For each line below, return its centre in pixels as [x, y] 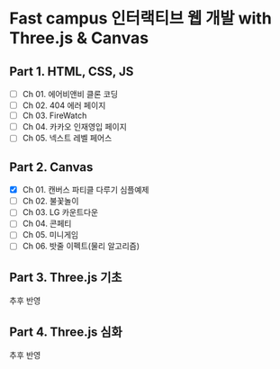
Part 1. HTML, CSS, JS [72, 72]
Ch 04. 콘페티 [47, 224]
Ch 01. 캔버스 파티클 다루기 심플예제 [86, 190]
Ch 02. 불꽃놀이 [50, 201]
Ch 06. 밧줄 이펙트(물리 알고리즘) [81, 246]
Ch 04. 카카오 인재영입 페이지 [75, 127]
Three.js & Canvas [79, 38]
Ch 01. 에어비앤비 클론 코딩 [70, 94]
